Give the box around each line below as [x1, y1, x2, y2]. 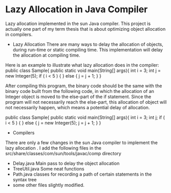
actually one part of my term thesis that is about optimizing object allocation [5, 26, 166, 32]
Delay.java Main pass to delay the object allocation [12, 160, 120, 166]
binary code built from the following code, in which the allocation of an [5, 88, 155, 94]
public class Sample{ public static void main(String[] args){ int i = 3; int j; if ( [5, 114, 165, 120]
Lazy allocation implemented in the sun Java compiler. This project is [5, 20, 151, 27]
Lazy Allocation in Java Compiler [5, 4, 148, 15]
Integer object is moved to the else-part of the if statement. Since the [5, 93, 152, 100]
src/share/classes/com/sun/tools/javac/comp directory [5, 150, 121, 156]
